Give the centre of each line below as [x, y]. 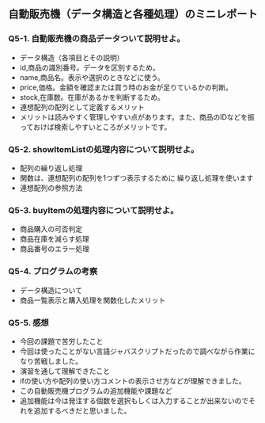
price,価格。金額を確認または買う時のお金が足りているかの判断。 [126, 87]
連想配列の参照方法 [51, 188]
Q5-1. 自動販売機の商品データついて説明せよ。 [97, 39]
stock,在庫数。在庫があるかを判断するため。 [92, 97]
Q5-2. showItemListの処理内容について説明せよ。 [104, 149]
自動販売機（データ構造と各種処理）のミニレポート [133, 14]
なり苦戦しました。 [51, 361]
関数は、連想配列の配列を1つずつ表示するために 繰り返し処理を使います [136, 177]
